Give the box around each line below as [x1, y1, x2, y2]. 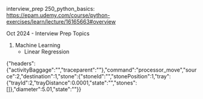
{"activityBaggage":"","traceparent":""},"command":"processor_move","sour [6, 66, 197, 73]
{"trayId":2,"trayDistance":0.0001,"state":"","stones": [6, 79, 138, 86]
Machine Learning [15, 42, 61, 49]
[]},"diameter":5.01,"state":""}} [6, 86, 82, 93]
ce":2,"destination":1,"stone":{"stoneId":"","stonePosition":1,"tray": [6, 73, 171, 80]
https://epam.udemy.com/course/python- [6, 12, 110, 19]
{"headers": [6, 60, 36, 67]
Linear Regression [24, 48, 70, 55]
